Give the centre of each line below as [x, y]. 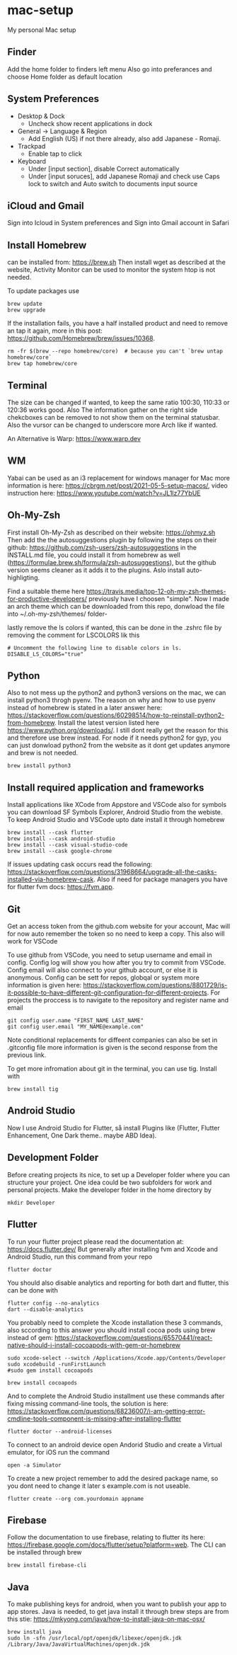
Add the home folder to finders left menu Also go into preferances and [110, 69]
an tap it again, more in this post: [55, 331]
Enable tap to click [55, 154]
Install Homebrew [47, 245]
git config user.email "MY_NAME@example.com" [75, 1027]
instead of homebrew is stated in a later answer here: [85, 708]
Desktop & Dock [41, 116]
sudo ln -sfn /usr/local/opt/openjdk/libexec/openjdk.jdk [94, 1638]
